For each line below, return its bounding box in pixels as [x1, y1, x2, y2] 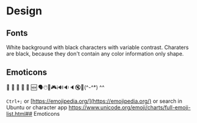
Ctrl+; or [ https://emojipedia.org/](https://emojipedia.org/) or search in [6, 97, 183, 104]
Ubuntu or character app [6, 103, 68, 111]
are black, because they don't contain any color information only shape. [6, 50, 184, 57]
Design [6, 4, 43, 18]
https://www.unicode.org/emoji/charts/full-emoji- [68, 103, 191, 111]
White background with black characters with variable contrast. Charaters [6, 44, 189, 51]
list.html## [6, 110, 33, 117]
